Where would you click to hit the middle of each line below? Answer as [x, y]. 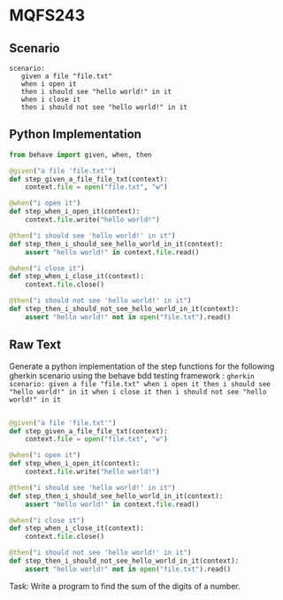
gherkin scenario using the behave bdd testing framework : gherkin [132, 375]
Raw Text [35, 345]
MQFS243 [47, 16]
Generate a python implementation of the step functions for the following [142, 366]
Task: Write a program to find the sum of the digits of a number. [125, 586]
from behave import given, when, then [80, 155]
